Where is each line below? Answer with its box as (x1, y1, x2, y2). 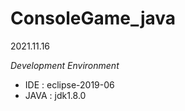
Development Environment (10, 59, 120, 71)
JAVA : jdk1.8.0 (24, 89, 87, 101)
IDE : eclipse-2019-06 (24, 78, 115, 91)
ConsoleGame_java (10, 7, 177, 30)
